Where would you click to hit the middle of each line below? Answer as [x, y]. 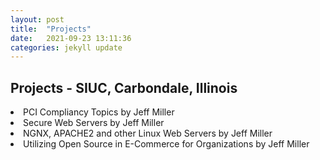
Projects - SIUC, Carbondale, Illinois [124, 87]
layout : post [37, 19]
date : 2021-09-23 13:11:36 [71, 38]
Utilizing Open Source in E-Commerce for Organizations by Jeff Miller [166, 144]
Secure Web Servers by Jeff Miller [94, 123]
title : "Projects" [51, 29]
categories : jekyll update [66, 47]
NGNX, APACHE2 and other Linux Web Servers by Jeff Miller [148, 133]
